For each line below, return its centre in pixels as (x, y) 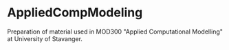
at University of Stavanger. (45, 38)
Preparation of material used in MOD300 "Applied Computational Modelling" (115, 32)
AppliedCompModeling (75, 13)
